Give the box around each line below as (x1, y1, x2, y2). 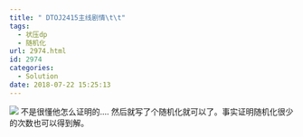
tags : (9, 22, 30, 31)
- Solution (17, 72, 59, 81)
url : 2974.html (9, 47, 67, 56)
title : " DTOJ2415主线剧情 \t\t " (9, 13, 127, 23)
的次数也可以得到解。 (9, 117, 89, 128)
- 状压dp (17, 30, 48, 39)
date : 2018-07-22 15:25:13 (9, 80, 111, 89)
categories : (9, 64, 54, 73)
